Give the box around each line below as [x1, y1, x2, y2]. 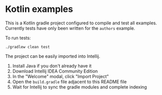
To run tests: [5, 35, 31, 41]
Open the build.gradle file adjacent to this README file [12, 79, 127, 85]
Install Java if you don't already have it [12, 63, 92, 69]
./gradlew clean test [5, 44, 50, 49]
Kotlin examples [5, 3, 73, 15]
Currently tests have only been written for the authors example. [5, 25, 136, 31]
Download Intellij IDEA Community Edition [12, 68, 98, 74]
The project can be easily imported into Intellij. [5, 53, 101, 59]
